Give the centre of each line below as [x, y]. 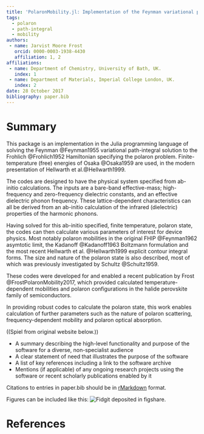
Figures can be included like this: [48, 399]
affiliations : [24, 63]
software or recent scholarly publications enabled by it [83, 376]
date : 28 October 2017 [35, 91]
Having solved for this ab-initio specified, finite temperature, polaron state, [100, 225]
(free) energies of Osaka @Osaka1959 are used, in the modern [117, 163]
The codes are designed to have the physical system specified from [91, 181]
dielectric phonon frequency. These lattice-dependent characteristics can [99, 201]
